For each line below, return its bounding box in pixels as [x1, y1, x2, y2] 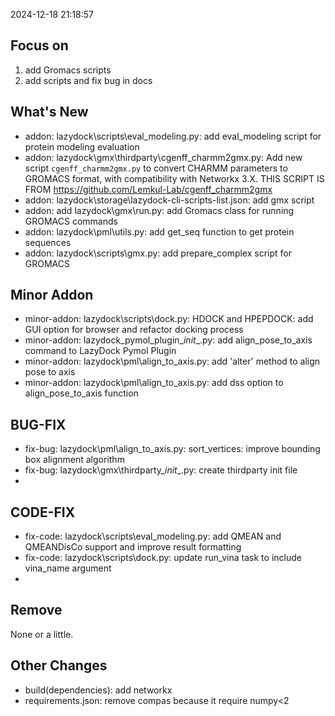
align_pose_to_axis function [24, 387, 139, 399]
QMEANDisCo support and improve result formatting [24, 541, 242, 553]
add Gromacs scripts [24, 64, 112, 76]
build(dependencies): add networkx [24, 684, 173, 696]
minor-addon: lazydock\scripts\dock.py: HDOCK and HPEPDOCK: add [24, 313, 314, 325]
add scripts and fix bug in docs [24, 74, 153, 86]
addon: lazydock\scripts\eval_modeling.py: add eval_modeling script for [24, 130, 322, 142]
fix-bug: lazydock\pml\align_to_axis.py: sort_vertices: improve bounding [24, 443, 321, 455]
